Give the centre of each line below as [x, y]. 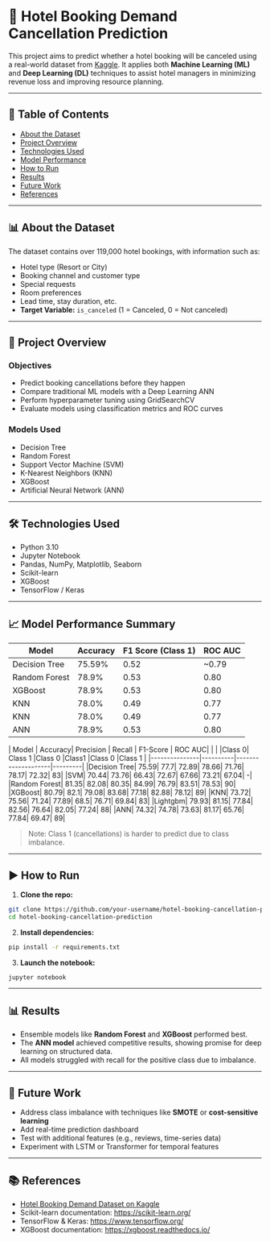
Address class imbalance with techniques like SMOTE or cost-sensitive [139, 1112]
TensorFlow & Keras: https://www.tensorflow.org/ [102, 1221]
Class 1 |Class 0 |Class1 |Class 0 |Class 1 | [78, 758]
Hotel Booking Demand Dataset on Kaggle [90, 1203]
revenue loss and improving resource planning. [86, 81]
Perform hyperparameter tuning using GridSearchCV [107, 400]
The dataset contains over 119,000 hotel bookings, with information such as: [134, 251]
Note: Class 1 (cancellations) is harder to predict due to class [128, 834]
